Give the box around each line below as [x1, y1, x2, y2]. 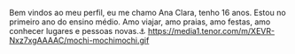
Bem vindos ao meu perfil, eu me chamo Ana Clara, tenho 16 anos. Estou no [9, 8, 286, 17]
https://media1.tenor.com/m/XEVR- [147, 26, 276, 36]
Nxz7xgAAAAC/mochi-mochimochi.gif [9, 35, 150, 45]
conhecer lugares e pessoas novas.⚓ [9, 26, 146, 36]
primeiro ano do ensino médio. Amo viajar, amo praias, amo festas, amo [9, 17, 271, 27]
